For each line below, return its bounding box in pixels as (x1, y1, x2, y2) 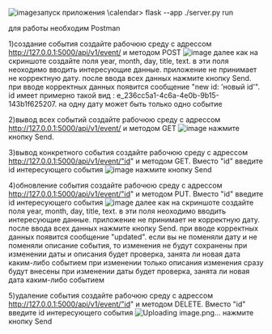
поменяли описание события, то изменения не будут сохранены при (8, 241, 248, 250)
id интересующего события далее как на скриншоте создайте (8, 198, 254, 207)
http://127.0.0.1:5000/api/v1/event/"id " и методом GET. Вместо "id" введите (8, 156, 263, 166)
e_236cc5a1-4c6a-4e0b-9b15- (116, 91, 220, 100)
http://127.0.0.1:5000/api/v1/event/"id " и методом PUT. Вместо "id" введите (8, 189, 264, 198)
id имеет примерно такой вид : (8, 91, 115, 100)
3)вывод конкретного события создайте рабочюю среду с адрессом (8, 148, 249, 157)
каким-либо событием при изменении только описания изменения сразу (8, 258, 264, 267)
